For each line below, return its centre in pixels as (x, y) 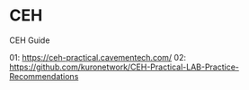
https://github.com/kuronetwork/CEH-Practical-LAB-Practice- (124, 67)
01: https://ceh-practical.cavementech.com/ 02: (98, 57)
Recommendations (44, 76)
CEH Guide (30, 40)
